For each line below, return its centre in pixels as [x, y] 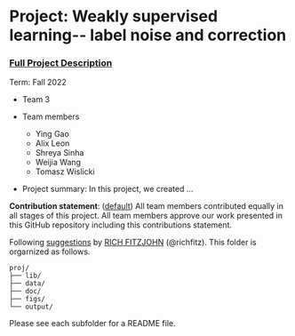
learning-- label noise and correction [148, 35]
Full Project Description [61, 63]
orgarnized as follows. [50, 252]
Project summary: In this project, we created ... [108, 189]
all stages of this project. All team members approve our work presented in [146, 216]
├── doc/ [25, 292]
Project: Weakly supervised [114, 16]
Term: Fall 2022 [38, 83]
